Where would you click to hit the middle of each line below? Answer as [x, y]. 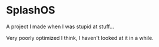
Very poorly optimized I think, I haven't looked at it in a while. [80, 38]
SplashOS [31, 10]
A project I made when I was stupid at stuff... [60, 26]
